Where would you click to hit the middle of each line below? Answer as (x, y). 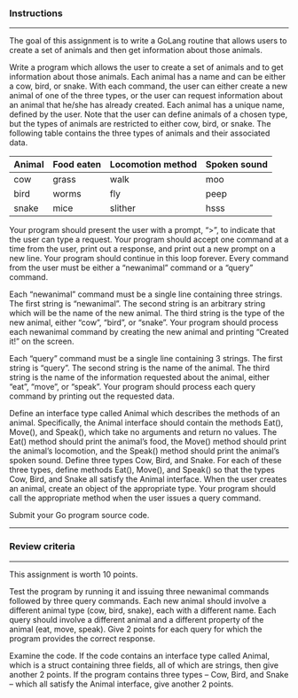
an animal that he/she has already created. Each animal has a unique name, (147, 105)
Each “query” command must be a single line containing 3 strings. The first (146, 359)
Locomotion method (153, 165)
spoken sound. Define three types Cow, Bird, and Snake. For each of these (145, 461)
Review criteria (42, 547)
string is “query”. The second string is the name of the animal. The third (140, 368)
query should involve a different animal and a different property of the (137, 619)
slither (122, 208)
